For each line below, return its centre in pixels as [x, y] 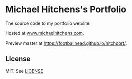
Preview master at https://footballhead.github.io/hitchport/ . [66, 43]
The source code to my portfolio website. [48, 23]
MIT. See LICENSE [24, 71]
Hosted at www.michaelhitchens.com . [45, 33]
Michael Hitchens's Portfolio [66, 9]
